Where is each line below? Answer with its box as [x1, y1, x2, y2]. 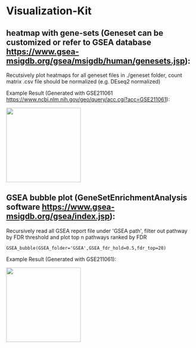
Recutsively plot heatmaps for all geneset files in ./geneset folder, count [6, 72, 183, 79]
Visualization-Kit [6, 4, 92, 18]
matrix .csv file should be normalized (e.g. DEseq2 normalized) [6, 78, 161, 85]
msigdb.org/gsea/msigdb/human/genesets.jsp [6, 55, 185, 66]
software [6, 202, 41, 212]
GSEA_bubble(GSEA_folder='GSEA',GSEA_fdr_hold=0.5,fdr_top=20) [6, 245, 167, 251]
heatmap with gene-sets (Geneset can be [6, 28, 164, 38]
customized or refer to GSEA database [6, 37, 152, 47]
